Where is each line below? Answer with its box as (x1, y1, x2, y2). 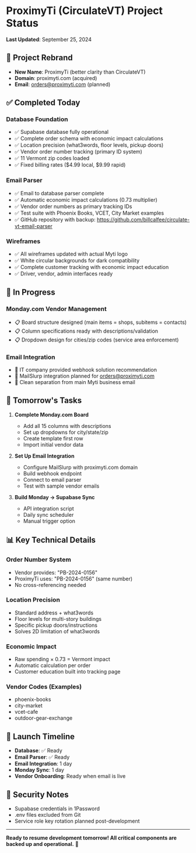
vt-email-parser (14, 222, 52, 229)
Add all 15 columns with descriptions (23, 422, 111, 429)
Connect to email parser (23, 476, 82, 483)
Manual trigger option (23, 517, 76, 524)
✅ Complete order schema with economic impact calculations (14, 135, 163, 142)
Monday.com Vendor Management (6, 305, 107, 313)
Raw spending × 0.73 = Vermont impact (14, 656, 110, 663)
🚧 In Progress (6, 288, 55, 298)
